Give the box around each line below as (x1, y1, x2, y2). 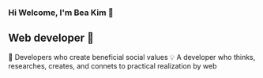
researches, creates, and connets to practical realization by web (8, 61, 217, 70)
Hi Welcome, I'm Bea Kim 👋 (8, 7, 114, 18)
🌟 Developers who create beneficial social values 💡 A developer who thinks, (8, 52, 256, 61)
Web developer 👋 (8, 32, 95, 45)
